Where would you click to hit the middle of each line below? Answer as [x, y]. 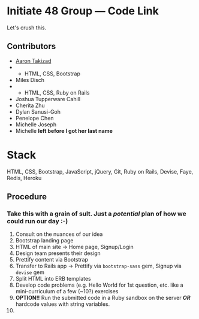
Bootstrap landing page [44, 241]
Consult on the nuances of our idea [59, 234]
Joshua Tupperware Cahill [48, 99]
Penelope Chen [34, 118]
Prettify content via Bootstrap [52, 260]
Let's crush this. [27, 28]
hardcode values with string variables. [63, 304]
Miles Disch [30, 80]
